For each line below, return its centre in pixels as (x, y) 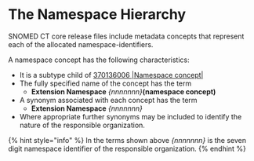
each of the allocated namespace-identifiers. (81, 44)
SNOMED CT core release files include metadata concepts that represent (126, 36)
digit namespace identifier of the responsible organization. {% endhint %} (127, 148)
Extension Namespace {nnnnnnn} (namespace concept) (123, 91)
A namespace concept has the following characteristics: (99, 60)
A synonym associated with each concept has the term (108, 100)
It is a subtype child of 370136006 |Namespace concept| (111, 75)
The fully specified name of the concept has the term (105, 83)
